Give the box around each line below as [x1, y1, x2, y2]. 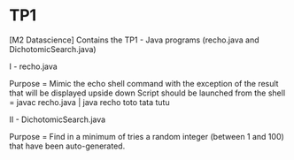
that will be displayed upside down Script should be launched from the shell [9, 88, 286, 98]
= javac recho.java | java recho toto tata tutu [9, 96, 170, 107]
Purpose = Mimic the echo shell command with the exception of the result [9, 78, 279, 88]
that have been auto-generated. [9, 141, 126, 151]
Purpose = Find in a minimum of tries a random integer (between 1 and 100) [9, 131, 285, 141]
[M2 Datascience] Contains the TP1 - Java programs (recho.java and [9, 34, 259, 45]
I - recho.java [9, 61, 58, 72]
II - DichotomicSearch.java [9, 114, 106, 125]
